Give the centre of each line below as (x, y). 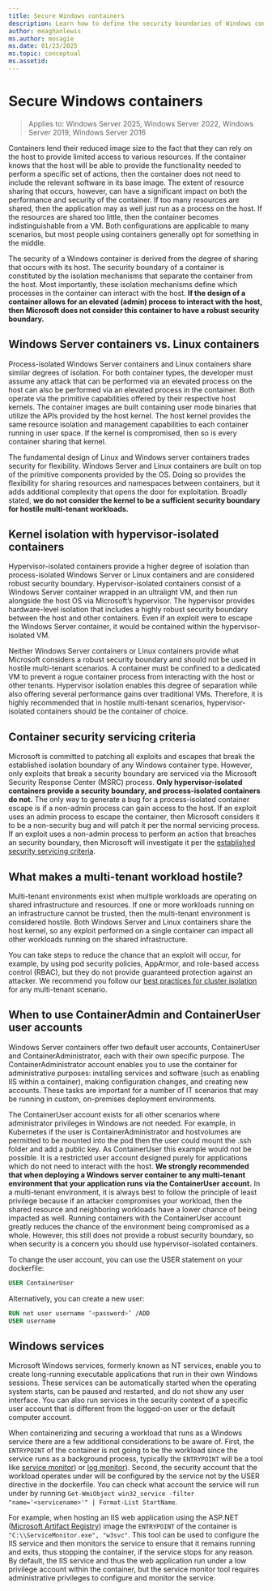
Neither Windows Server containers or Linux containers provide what (123, 651)
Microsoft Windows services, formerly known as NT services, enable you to (135, 1366)
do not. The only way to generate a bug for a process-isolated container (129, 800)
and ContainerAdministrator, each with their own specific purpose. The (127, 1056)
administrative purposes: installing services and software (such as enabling (134, 1073)
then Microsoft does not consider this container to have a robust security (134, 310)
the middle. (27, 242)
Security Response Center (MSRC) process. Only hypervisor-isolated (125, 783)
